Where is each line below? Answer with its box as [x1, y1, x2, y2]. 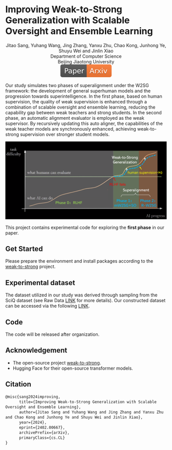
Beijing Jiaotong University [57, 58, 115, 65]
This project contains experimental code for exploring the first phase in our [5, 224, 165, 230]
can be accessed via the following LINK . [5, 303, 90, 309]
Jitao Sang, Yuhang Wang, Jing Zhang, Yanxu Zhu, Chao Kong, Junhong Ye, [6, 42, 166, 48]
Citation [5, 380, 32, 389]
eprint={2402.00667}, [18, 425, 66, 430]
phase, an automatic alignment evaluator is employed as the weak [5, 115, 144, 121]
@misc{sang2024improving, [5, 394, 60, 399]
